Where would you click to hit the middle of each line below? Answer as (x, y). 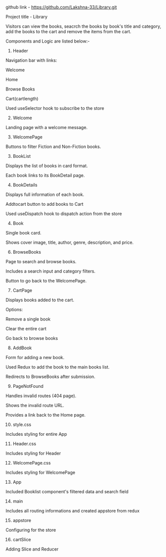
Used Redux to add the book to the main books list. (58, 367)
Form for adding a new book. (35, 357)
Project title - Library (27, 17)
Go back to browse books (32, 338)
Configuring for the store (31, 530)
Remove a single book (28, 319)
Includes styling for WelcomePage (41, 472)
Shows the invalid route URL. (35, 405)
